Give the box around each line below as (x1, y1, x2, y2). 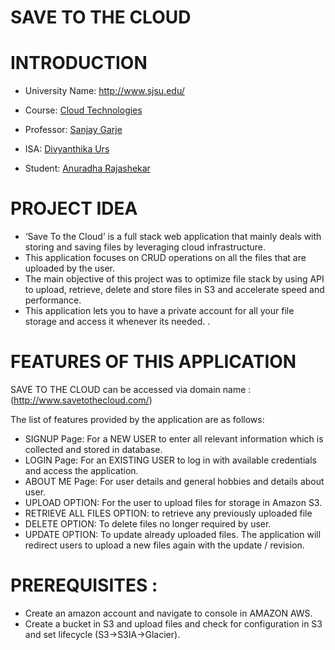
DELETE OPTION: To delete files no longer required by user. (24, 518, 272, 530)
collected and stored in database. (24, 444, 163, 455)
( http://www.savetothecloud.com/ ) (10, 394, 153, 406)
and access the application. (24, 465, 139, 476)
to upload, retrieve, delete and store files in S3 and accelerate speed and (24, 284, 325, 296)
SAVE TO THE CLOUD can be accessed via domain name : (10, 384, 252, 395)
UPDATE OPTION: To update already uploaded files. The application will (24, 529, 322, 540)
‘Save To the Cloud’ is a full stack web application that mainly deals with (24, 231, 322, 243)
